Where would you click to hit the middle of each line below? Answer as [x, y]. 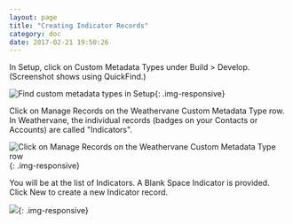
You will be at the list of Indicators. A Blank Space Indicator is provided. [139, 183]
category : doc [36, 34]
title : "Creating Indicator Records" [79, 26]
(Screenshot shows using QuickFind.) [78, 77]
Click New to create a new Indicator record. [89, 192]
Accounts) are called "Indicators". [71, 130]
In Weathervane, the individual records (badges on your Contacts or [134, 120]
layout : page [33, 17]
